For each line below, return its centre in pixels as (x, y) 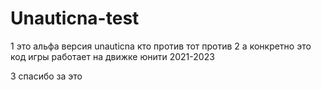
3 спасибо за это (46, 76)
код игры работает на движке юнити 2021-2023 (112, 56)
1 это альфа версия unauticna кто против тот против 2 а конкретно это (161, 46)
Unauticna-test (75, 18)
